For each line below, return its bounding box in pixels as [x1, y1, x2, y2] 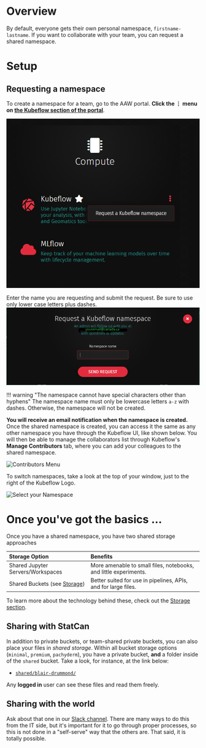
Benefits [90, 553, 113, 560]
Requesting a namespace [6, 84, 105, 94]
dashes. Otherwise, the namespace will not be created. [6, 404, 146, 411]
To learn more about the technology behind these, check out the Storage [6, 597, 191, 604]
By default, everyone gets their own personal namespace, [6, 25, 153, 32]
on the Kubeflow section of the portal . [6, 106, 105, 114]
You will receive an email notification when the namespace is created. [6, 416, 188, 423]
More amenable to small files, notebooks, [90, 562, 194, 569]
